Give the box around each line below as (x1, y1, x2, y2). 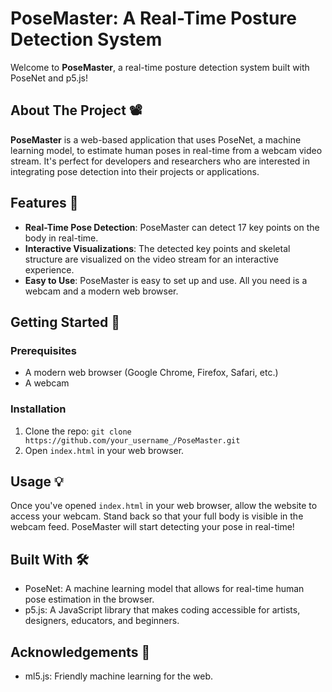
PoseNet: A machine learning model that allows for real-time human (24, 583, 305, 595)
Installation (10, 402, 67, 416)
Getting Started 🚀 (10, 313, 121, 331)
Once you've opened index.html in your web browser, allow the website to (10, 500, 318, 512)
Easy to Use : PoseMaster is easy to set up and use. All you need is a (24, 274, 308, 286)
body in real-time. (24, 232, 99, 244)
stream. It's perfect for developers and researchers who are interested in (10, 155, 311, 167)
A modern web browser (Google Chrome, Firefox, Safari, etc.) (24, 367, 279, 379)
